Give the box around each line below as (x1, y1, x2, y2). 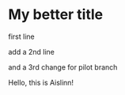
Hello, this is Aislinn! (8, 78, 74, 87)
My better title (8, 6, 104, 24)
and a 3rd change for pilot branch (8, 62, 118, 72)
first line (8, 32, 35, 41)
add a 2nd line (8, 47, 55, 56)
